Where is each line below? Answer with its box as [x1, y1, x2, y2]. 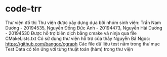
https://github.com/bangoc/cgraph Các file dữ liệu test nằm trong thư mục [5, 40, 160, 46]
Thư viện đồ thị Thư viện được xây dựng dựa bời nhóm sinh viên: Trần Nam [5, 19, 161, 25]
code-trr [5, 3, 42, 14]
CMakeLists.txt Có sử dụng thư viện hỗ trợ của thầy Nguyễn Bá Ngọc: [5, 35, 150, 41]
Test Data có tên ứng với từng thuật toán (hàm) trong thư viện [5, 46, 133, 52]
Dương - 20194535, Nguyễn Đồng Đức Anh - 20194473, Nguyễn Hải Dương [5, 24, 163, 30]
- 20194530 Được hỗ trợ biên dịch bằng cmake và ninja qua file [5, 30, 137, 36]
